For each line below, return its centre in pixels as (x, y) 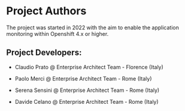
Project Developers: (44, 53)
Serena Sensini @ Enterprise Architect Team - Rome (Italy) (87, 90)
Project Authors (46, 11)
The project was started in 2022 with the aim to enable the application (93, 27)
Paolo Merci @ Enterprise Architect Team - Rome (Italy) (83, 78)
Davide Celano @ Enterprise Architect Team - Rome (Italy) (87, 101)
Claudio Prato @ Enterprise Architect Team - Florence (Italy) (89, 67)
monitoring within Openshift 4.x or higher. (57, 33)
